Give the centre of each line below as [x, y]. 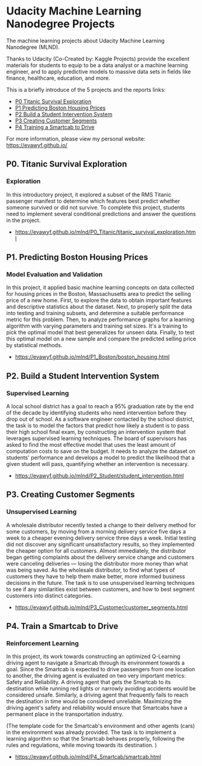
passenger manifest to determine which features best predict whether [93, 201]
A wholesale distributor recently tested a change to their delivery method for [101, 525]
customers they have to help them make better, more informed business [96, 576]
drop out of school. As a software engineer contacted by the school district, [100, 419]
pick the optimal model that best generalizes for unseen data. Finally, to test [100, 333]
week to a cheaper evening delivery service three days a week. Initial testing [101, 538]
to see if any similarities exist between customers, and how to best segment [100, 589]
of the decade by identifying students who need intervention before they [96, 413]
